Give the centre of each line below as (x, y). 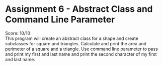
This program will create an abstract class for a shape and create (72, 38)
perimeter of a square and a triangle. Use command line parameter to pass (81, 49)
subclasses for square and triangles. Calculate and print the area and (76, 43)
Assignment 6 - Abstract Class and (79, 9)
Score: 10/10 (18, 33)
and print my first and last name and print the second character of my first (81, 54)
